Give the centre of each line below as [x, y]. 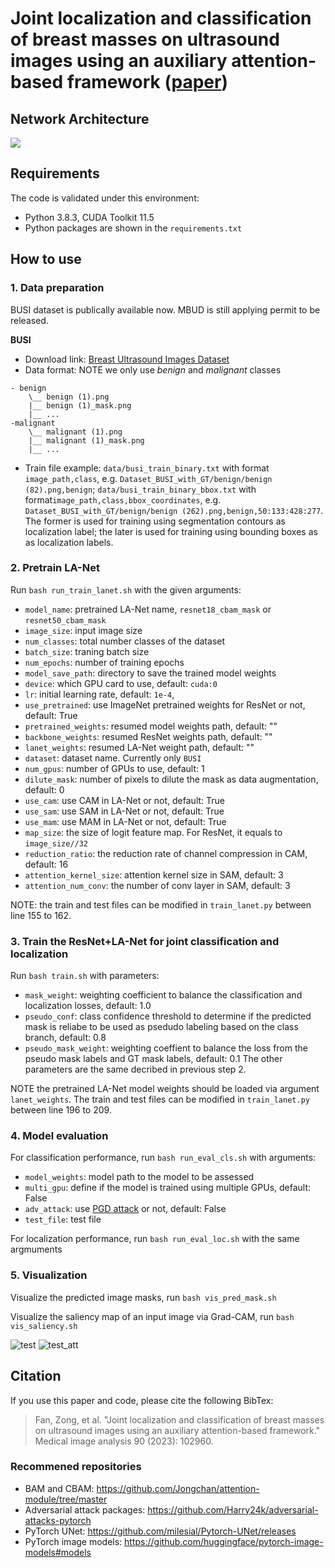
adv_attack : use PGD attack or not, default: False [125, 1209]
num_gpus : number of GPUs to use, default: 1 [114, 768]
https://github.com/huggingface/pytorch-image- [224, 1541]
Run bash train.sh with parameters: [85, 976]
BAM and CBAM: [59, 1488]
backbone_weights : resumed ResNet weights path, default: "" [148, 736]
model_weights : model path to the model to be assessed [139, 1177]
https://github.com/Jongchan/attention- [178, 1488]
